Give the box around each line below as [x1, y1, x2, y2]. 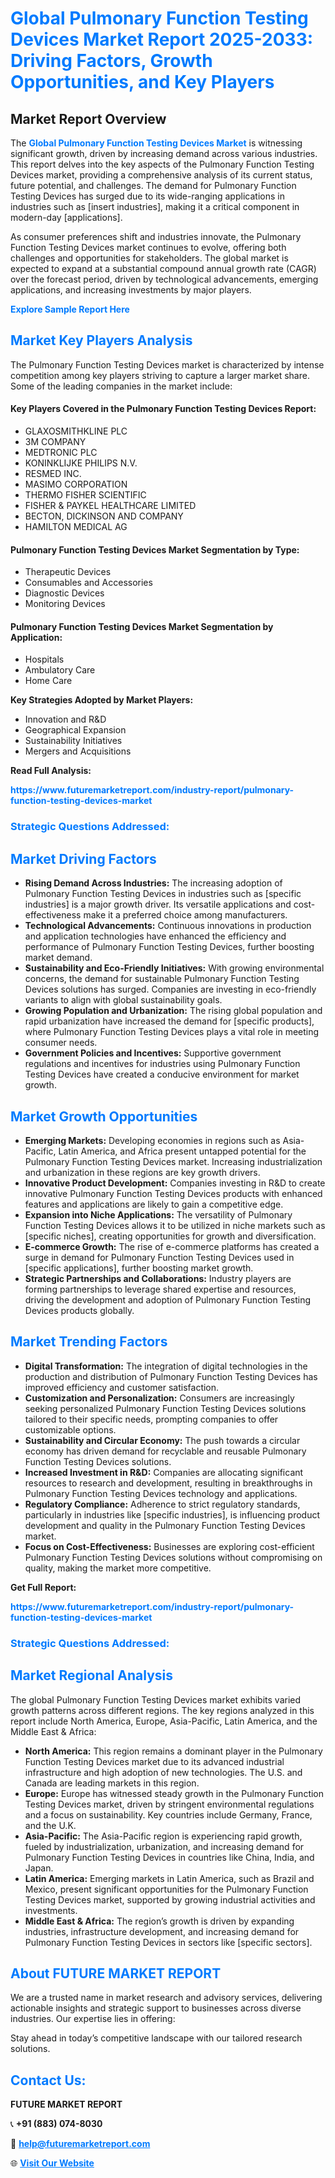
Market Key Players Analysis [10, 332, 193, 349]
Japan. [24, 1862, 54, 1874]
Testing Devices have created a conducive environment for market [24, 1068, 300, 1081]
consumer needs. [24, 1037, 98, 1049]
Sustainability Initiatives [24, 735, 123, 747]
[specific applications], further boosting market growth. [24, 1262, 254, 1274]
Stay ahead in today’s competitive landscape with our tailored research [10, 2032, 303, 2044]
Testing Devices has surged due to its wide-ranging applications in [10, 190, 285, 202]
